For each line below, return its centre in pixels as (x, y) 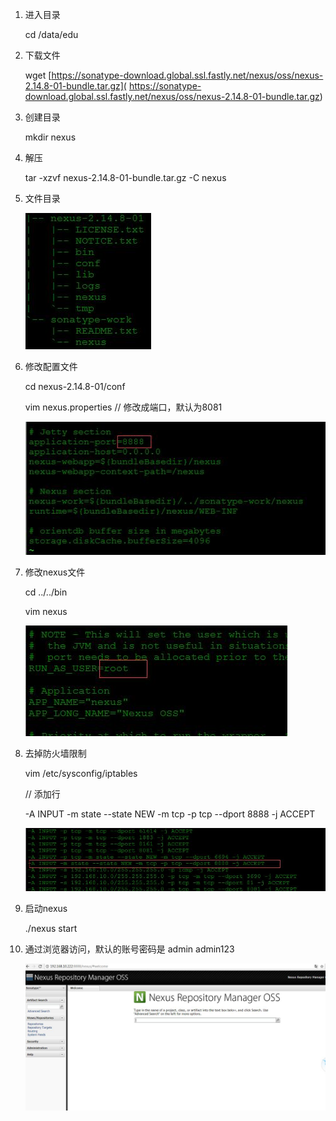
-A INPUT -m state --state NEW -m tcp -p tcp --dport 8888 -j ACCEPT (170, 814)
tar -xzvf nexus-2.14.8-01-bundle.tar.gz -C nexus (125, 177)
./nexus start (51, 928)
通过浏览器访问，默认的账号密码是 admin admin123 (129, 949)
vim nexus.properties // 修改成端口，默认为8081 (123, 407)
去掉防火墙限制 (55, 753)
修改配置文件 (51, 366)
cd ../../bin (46, 592)
